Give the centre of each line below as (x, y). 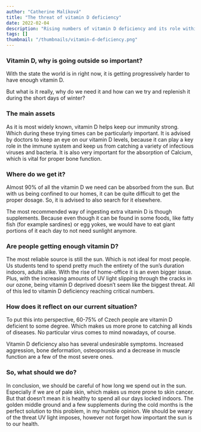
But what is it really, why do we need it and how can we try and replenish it (98, 92)
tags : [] (17, 34)
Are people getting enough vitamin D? (63, 246)
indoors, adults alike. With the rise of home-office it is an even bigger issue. (99, 272)
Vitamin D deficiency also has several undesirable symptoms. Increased (95, 344)
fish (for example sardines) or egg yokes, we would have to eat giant (91, 224)
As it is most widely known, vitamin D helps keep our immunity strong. (93, 127)
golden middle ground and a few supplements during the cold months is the (100, 404)
